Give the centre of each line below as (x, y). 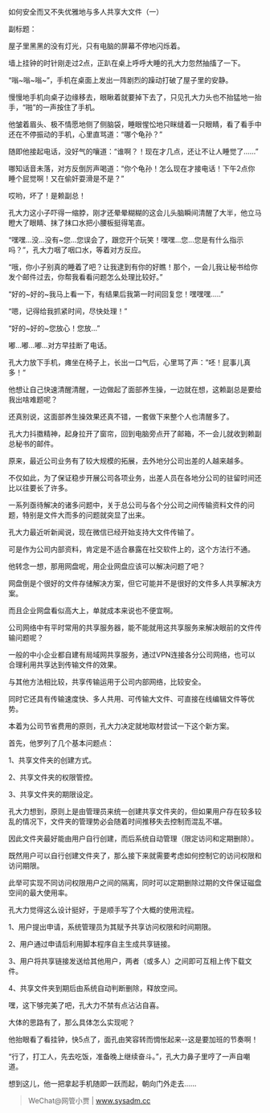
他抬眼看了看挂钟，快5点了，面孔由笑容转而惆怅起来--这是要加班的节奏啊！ (133, 1039)
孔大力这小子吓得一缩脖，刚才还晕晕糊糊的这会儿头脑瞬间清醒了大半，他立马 (135, 213)
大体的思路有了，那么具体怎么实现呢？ (72, 1022)
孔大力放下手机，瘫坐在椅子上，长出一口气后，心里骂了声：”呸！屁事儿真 (130, 362)
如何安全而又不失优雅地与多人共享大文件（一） (86, 12)
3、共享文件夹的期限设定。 (53, 794)
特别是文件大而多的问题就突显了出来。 (86, 515)
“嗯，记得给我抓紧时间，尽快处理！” (68, 311)
